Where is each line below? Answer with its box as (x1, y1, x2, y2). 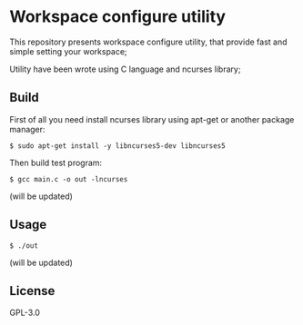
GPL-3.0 (9, 307, 41, 319)
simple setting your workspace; (9, 45, 127, 56)
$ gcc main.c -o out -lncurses (9, 174, 128, 183)
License (9, 283, 56, 299)
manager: (9, 123, 45, 134)
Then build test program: (9, 157, 103, 168)
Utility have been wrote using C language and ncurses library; (9, 64, 241, 74)
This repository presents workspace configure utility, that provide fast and (9, 36, 288, 47)
